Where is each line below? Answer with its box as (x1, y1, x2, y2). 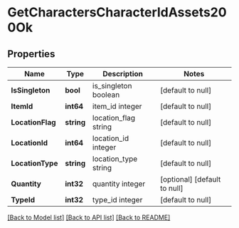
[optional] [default (159, 175, 221, 184)
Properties (7, 48, 55, 60)
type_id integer (92, 195, 143, 204)
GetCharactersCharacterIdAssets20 (7, 4, 227, 21)
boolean (92, 90, 120, 100)
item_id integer (92, 101, 142, 111)
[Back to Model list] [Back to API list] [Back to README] (7, 213, 171, 222)
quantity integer (92, 179, 146, 189)
